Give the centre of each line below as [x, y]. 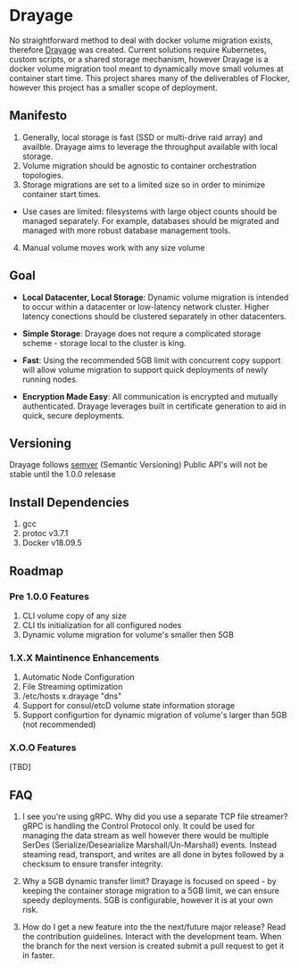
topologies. [43, 175]
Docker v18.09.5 [52, 543]
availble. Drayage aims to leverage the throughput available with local [150, 146]
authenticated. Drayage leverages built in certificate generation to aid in [154, 406]
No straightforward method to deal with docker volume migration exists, [141, 40]
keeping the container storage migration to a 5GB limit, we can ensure [150, 891]
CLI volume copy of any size [74, 616]
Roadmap [37, 571]
